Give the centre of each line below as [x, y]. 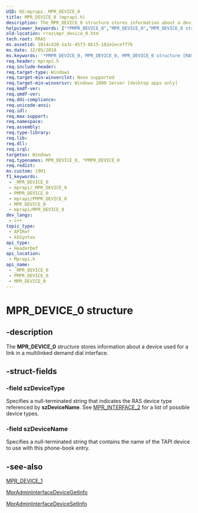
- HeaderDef [23, 248]
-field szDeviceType [36, 388]
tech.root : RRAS [26, 39]
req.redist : [21, 166]
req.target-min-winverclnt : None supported [60, 78]
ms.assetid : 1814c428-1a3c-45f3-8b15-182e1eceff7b [70, 45]
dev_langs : [19, 215]
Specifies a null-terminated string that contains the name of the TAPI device [98, 442]
